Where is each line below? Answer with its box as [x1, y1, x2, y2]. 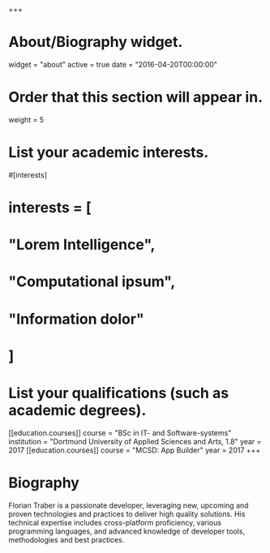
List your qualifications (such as [8, 384, 229, 402]
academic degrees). [8, 401, 147, 419]
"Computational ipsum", [8, 272, 176, 291]
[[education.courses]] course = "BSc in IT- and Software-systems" [8, 427, 232, 438]
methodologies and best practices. [8, 534, 125, 544]
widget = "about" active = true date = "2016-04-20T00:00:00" [8, 59, 217, 69]
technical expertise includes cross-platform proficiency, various [8, 517, 221, 527]
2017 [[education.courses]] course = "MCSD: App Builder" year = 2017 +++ [8, 445, 261, 455]
